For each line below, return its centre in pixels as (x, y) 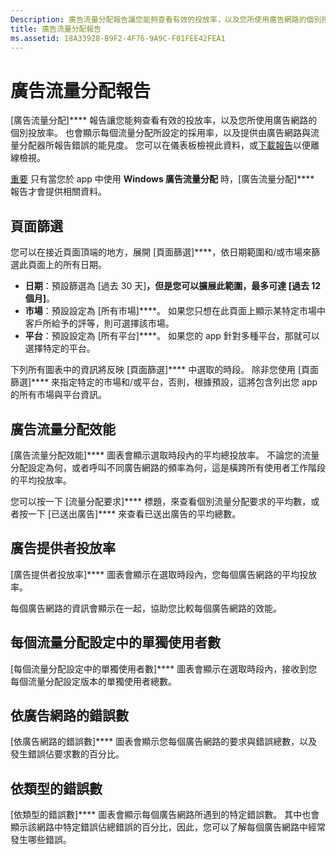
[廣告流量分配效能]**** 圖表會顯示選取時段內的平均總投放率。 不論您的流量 (165, 455)
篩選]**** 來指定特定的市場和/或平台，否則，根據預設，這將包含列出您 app (164, 382)
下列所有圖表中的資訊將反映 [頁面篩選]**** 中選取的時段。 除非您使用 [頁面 (165, 370)
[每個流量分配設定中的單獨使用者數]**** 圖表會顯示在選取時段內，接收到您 (164, 668)
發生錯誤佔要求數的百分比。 (67, 754)
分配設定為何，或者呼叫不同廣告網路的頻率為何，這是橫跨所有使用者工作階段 (168, 467)
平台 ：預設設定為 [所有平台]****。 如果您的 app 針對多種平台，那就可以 (172, 336)
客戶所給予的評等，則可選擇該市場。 (99, 323)
